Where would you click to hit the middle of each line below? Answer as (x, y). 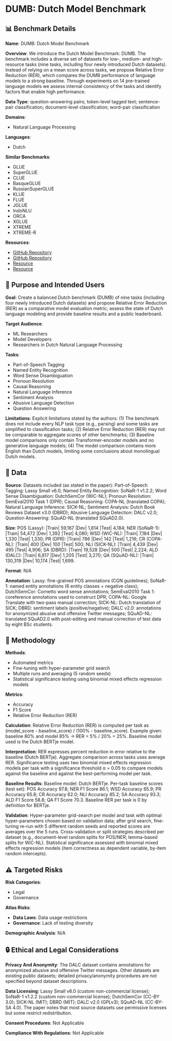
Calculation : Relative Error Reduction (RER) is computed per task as (77, 725)
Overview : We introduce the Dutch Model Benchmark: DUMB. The (76, 53)
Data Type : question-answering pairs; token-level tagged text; (71, 102)
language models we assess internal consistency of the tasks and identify (83, 86)
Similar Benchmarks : (28, 157)
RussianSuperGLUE (33, 189)
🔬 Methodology (30, 641)
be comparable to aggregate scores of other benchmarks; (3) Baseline (80, 435)
